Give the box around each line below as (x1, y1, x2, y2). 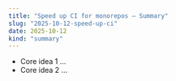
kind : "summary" (8, 34, 63, 43)
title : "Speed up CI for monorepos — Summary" (8, 11, 169, 20)
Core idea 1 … (19, 57, 67, 66)
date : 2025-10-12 (8, 27, 67, 35)
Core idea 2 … (19, 66, 68, 75)
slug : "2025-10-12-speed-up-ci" (8, 19, 118, 28)
